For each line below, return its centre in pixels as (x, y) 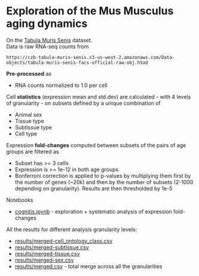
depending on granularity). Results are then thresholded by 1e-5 (94, 188)
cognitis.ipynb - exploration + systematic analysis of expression (93, 211)
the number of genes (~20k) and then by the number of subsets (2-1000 (104, 182)
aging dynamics (47, 24)
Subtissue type (33, 127)
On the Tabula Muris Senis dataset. (49, 40)
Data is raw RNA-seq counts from (48, 46)
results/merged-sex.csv (44, 260)
